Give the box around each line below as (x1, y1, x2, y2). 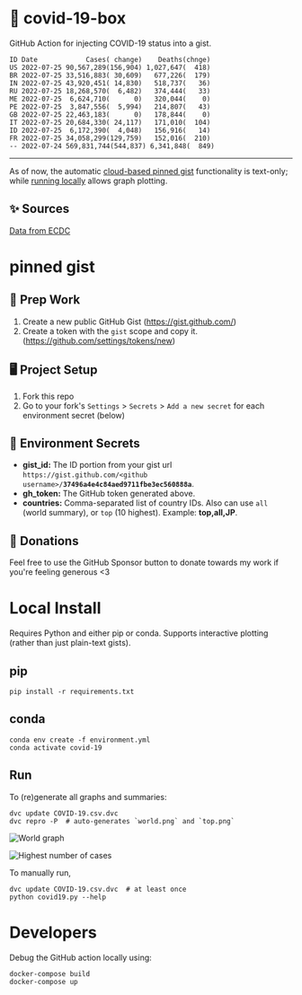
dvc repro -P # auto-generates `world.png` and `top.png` (9, 816, 235, 825)
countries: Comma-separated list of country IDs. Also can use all (22, 497, 268, 508)
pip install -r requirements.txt (9, 687, 135, 696)
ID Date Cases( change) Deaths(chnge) (9, 55, 211, 64)
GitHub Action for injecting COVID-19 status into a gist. (9, 38, 212, 48)
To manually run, (9, 867, 72, 878)
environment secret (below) (22, 409, 126, 420)
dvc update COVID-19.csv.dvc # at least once (9, 885, 187, 894)
